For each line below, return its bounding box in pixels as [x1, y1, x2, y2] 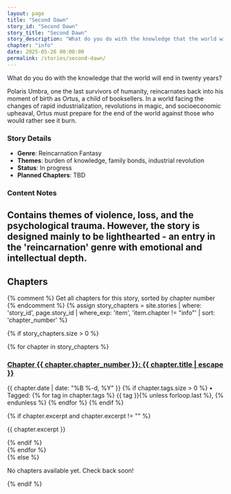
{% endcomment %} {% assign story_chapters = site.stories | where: [7, 301, 202, 310]
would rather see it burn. [7, 116, 77, 125]
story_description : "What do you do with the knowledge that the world [7, 36, 217, 43]
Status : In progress [16, 164, 72, 172]
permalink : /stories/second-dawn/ [7, 55, 107, 62]
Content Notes [7, 188, 57, 197]
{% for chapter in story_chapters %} [7, 343, 109, 351]
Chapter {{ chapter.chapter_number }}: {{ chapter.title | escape [7, 360, 223, 369]
